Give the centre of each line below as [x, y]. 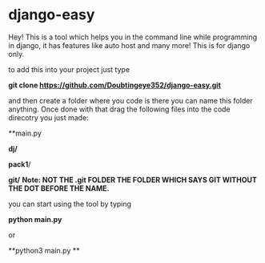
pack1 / [20, 164]
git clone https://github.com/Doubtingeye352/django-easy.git [115, 85]
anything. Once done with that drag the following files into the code [119, 109]
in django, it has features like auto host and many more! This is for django [129, 45]
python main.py [35, 219]
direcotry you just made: [49, 117]
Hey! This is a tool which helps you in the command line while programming [133, 37]
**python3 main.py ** [44, 250]
